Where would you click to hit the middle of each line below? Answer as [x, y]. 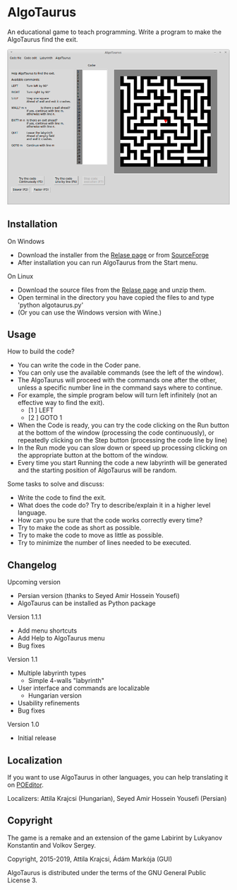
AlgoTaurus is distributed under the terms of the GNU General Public [107, 872]
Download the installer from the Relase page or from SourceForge [113, 254]
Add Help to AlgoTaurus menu [61, 638]
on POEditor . [25, 785]
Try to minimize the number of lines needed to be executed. [104, 543]
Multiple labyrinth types [52, 673]
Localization [35, 760]
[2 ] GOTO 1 [45, 418]
